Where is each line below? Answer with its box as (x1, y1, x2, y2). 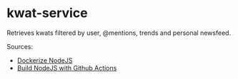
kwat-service (6, 5, 88, 21)
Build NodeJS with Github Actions (16, 63, 117, 72)
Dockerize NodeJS (16, 56, 73, 65)
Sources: (6, 42, 34, 51)
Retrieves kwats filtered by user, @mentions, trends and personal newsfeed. (6, 28, 232, 37)
